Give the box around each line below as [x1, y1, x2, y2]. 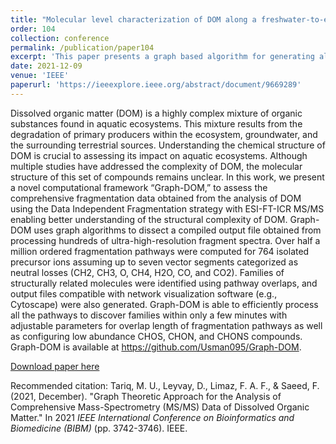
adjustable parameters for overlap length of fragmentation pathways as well [10, 319, 323, 331]
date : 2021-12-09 [10, 61, 83, 71]
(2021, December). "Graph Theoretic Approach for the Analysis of [10, 390, 282, 402]
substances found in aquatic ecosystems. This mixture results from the [10, 117, 303, 130]
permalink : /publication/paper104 [10, 42, 155, 53]
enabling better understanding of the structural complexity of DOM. [10, 213, 288, 225]
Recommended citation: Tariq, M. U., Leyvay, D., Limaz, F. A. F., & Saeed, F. [10, 379, 320, 391]
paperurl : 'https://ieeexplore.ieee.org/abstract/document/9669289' [10, 80, 302, 90]
